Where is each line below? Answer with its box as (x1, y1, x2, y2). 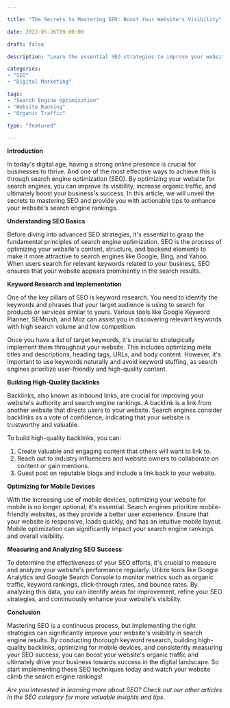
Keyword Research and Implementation (7, 280, 122, 289)
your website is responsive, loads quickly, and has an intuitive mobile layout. (7, 517, 222, 526)
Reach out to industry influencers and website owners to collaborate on (16, 454, 219, 463)
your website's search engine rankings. (7, 204, 118, 212)
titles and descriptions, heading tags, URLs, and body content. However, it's (7, 350, 221, 358)
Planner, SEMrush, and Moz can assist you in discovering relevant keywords (7, 315, 222, 324)
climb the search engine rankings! (7, 672, 103, 681)
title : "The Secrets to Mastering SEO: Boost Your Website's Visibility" (7, 16, 222, 23)
